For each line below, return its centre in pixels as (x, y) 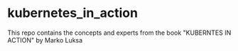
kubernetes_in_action (73, 13)
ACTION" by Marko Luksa (45, 40)
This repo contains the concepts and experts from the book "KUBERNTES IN (119, 33)
